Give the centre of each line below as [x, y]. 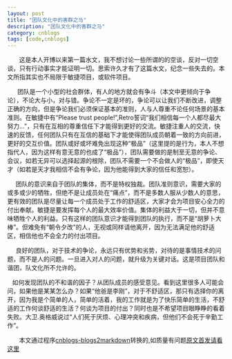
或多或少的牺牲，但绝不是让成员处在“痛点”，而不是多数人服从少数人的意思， [116, 193]
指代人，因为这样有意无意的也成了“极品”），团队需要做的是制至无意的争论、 [114, 152]
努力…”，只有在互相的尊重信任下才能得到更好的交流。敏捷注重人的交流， [111, 126]
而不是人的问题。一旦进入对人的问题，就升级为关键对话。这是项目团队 [119, 259]
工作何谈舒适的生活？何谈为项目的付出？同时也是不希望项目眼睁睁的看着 [122, 309]
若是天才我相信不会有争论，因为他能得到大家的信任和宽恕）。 [112, 169]
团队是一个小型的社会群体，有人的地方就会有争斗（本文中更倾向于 [111, 92]
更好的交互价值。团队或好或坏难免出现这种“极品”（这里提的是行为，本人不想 [116, 144]
